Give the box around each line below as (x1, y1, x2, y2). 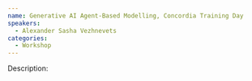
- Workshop (15, 42, 52, 50)
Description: (7, 63, 49, 73)
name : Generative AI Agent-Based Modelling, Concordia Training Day (7, 11, 244, 20)
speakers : (7, 19, 41, 27)
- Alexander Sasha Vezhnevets (15, 26, 117, 34)
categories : (7, 34, 48, 43)
